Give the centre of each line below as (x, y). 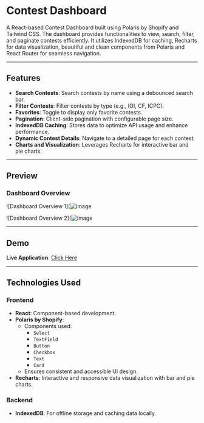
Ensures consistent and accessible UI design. (81, 371)
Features (23, 78)
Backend (20, 400)
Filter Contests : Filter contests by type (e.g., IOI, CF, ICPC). (89, 106)
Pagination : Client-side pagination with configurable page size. (94, 119)
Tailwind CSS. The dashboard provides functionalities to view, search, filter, (101, 33)
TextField (46, 339)
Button (42, 346)
